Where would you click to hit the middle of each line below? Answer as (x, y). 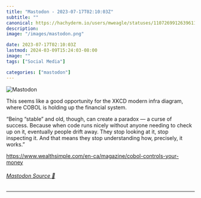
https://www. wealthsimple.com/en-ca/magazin (64, 156)
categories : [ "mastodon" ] (38, 72)
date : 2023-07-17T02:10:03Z (41, 45)
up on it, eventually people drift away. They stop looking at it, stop (87, 132)
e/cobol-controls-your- (150, 156)
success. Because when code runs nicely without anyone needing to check (99, 125)
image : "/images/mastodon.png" (45, 34)
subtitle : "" (22, 17)
